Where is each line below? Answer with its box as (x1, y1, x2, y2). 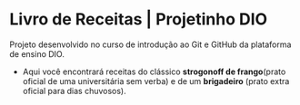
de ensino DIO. (9, 48, 65, 59)
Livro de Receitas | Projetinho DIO (9, 9, 268, 30)
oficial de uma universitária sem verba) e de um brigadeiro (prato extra (22, 75, 290, 86)
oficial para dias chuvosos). (22, 85, 126, 96)
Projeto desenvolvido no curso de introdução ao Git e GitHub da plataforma (9, 39, 292, 50)
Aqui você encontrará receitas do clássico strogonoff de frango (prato (22, 66, 286, 77)
